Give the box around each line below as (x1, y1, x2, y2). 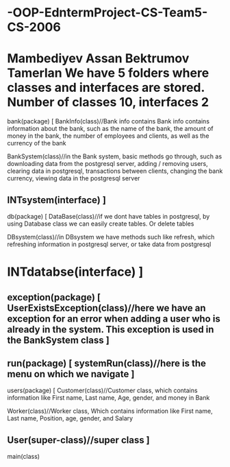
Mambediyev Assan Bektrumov (7, 51, 190, 67)
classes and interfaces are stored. (7, 80, 205, 95)
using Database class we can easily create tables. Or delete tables (7, 219, 194, 228)
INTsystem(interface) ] (7, 194, 106, 206)
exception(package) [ (7, 291, 101, 303)
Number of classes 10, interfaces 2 (7, 95, 209, 110)
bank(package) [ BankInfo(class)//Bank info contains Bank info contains (7, 117, 210, 125)
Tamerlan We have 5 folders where (7, 65, 209, 81)
